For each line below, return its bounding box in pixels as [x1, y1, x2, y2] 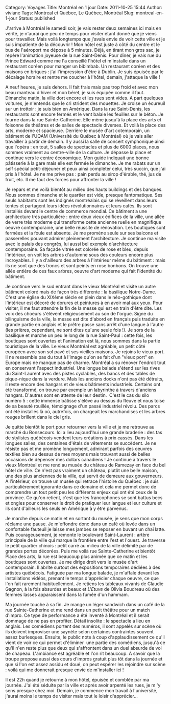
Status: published [18, 15, 55, 21]
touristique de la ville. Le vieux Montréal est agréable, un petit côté [5, 343, 145, 349]
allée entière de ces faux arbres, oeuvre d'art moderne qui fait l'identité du [5, 268, 162, 274]
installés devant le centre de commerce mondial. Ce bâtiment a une [5, 208, 147, 214]
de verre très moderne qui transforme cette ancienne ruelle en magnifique [5, 219, 162, 225]
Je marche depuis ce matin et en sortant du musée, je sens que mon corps [5, 516, 163, 521]
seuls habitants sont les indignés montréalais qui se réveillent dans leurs [5, 197, 157, 203]
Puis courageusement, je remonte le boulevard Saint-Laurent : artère [5, 532, 150, 538]
